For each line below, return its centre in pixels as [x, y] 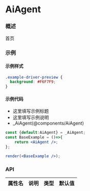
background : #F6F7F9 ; [33, 82]
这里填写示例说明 [31, 117]
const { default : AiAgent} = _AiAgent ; [46, 133]
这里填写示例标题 [31, 111]
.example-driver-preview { [34, 77]
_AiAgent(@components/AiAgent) [48, 123]
